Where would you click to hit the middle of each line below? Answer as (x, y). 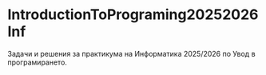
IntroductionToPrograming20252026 (133, 15)
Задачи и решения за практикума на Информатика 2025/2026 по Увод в (132, 53)
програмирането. (37, 62)
